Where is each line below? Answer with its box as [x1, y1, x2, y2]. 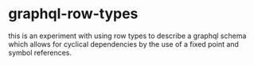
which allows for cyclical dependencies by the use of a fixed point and [8, 39, 239, 48]
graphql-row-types [8, 5, 139, 23]
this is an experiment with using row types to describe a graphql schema [8, 31, 247, 40]
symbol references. [8, 48, 72, 57]
